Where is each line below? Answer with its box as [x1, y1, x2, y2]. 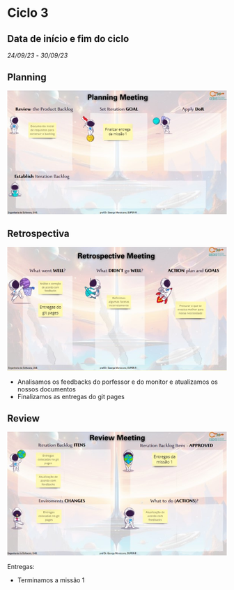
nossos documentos [17, 385, 77, 394]
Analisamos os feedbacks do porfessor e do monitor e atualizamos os [17, 377, 218, 386]
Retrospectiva [7, 228, 70, 240]
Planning [7, 71, 47, 83]
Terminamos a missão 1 [17, 576, 85, 584]
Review [7, 412, 40, 424]
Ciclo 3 [7, 5, 49, 21]
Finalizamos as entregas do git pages [17, 393, 125, 401]
